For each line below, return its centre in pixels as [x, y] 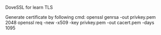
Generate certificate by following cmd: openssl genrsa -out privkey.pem [80, 17]
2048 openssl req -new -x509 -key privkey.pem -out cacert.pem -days [80, 23]
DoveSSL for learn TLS [29, 7]
